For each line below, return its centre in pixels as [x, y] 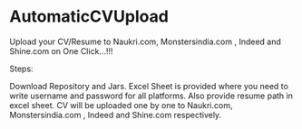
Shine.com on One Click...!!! [61, 51]
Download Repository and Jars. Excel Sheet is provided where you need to [149, 86]
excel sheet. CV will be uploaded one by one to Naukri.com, [121, 105]
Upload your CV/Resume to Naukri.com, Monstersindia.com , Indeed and [145, 41]
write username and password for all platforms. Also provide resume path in [151, 96]
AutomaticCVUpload [89, 17]
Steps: [21, 69]
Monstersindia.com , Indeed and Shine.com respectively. [116, 115]
